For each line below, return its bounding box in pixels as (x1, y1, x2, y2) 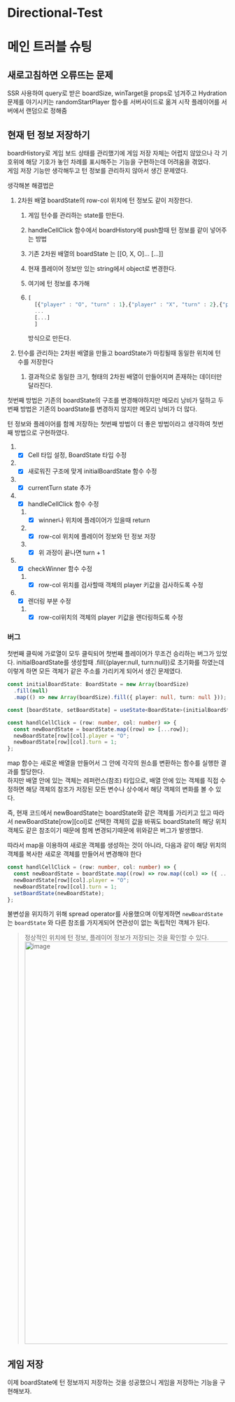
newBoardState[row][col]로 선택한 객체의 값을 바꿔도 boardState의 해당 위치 (14, 818, 227, 826)
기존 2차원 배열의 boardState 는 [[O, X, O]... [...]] (27, 250, 164, 258)
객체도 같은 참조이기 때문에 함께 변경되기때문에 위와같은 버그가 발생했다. (7, 826, 204, 834)
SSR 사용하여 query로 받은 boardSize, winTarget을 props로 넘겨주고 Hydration (7, 89, 227, 97)
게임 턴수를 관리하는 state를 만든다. (27, 211, 124, 219)
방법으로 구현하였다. (14, 428, 69, 437)
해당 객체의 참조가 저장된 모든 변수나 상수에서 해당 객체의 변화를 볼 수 (25, 785, 215, 794)
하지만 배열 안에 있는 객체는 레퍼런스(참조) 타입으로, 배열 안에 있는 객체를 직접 (7, 776, 219, 785)
